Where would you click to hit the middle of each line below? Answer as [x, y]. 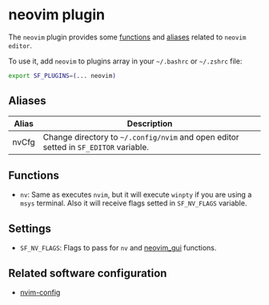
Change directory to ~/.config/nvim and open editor [141, 136]
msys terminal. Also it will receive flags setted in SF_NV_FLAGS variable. [133, 203]
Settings [30, 228]
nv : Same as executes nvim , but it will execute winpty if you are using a [136, 195]
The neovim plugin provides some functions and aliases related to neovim [127, 37]
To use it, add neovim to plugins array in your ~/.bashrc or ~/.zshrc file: [125, 61]
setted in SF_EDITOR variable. [96, 147]
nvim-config [40, 293]
